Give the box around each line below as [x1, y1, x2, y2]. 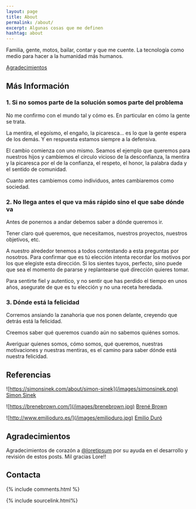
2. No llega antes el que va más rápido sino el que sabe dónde [6, 197, 184, 206]
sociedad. [6, 183, 30, 190]
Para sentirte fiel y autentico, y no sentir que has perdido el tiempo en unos [6, 278, 187, 285]
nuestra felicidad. [6, 353, 48, 360]
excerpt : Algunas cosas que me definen [6, 25, 104, 31]
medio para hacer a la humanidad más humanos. [6, 53, 124, 60]
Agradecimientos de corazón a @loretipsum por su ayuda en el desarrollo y [6, 447, 188, 454]
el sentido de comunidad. [6, 165, 67, 173]
